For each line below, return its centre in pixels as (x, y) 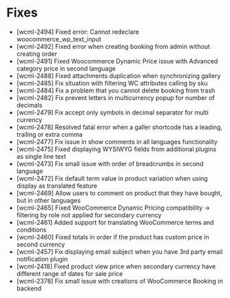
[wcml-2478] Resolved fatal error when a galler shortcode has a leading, (119, 127)
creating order (37, 54)
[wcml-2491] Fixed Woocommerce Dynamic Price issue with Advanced (117, 61)
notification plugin (42, 259)
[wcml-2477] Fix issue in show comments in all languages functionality (117, 141)
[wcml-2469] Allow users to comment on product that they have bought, (119, 193)
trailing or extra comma (50, 134)
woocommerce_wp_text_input (59, 39)
